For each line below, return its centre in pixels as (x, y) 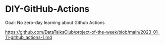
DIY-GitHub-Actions (47, 9)
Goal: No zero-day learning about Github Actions (55, 22)
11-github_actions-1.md (28, 37)
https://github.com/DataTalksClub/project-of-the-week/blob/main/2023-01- (82, 32)
